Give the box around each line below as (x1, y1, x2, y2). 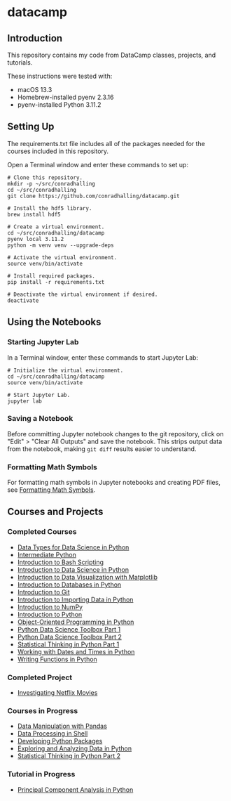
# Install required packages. (7, 272, 96, 280)
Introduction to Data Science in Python (17, 565, 129, 573)
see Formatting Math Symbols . (7, 486, 96, 494)
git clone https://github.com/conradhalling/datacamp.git (7, 193, 180, 200)
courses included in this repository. (7, 147, 109, 155)
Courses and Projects (7, 506, 104, 518)
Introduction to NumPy (17, 602, 83, 611)
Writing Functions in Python (17, 655, 98, 663)
